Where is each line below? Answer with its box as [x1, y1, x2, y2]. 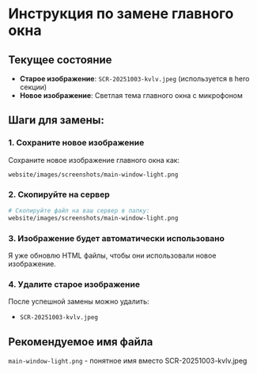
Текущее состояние [8, 53, 112, 66]
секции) [19, 82, 47, 92]
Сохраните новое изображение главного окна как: [8, 155, 180, 164]
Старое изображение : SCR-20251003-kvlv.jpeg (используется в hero [19, 74, 250, 83]
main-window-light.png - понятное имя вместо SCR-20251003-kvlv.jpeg [8, 356, 248, 366]
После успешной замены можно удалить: [8, 297, 149, 307]
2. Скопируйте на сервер [8, 189, 110, 200]
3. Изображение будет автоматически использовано [8, 232, 225, 243]
